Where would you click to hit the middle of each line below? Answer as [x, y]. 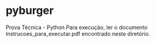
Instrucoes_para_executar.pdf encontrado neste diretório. [78, 33]
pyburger [30, 11]
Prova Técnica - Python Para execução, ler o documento [76, 27]
